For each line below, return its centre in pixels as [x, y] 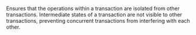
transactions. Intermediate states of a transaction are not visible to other [94, 15]
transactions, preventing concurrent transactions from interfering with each [98, 21]
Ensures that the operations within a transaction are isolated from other [93, 8]
